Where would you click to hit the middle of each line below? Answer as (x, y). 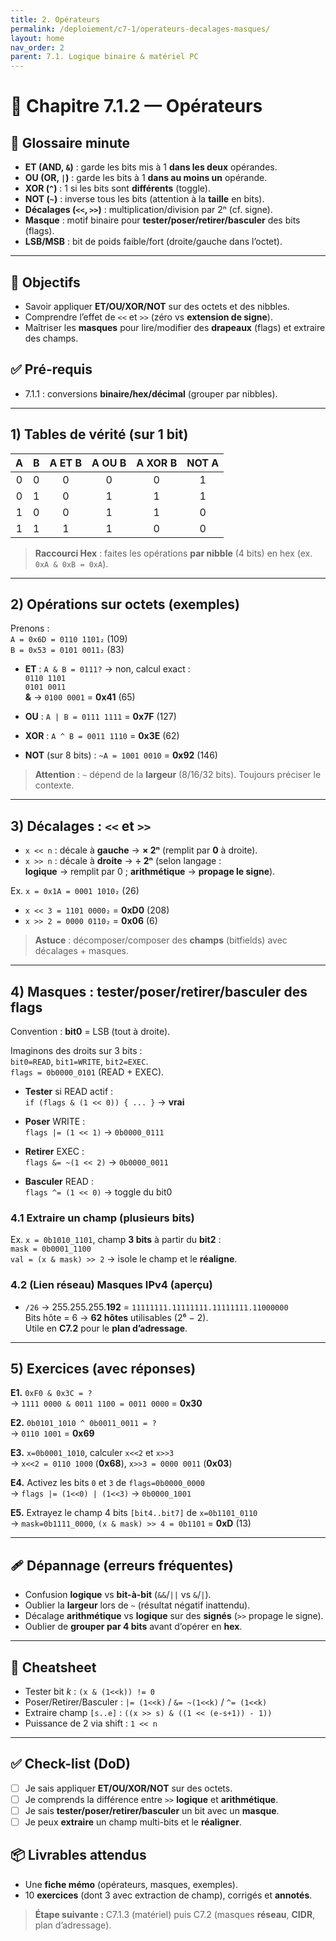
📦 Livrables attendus (78, 1855)
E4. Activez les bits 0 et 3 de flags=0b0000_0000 (107, 1483)
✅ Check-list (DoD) (70, 1764)
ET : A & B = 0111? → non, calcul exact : (107, 669)
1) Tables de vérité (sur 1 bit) (99, 434)
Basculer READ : (59, 1181)
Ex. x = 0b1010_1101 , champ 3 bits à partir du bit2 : (116, 1240)
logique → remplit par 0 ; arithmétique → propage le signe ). (150, 872)
